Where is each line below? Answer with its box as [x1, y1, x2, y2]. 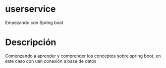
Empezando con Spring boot [5, 20, 63, 25]
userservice [5, 3, 56, 15]
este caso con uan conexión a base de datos [5, 58, 97, 64]
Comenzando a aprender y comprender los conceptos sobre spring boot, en [5, 53, 161, 59]
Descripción [5, 37, 56, 48]
